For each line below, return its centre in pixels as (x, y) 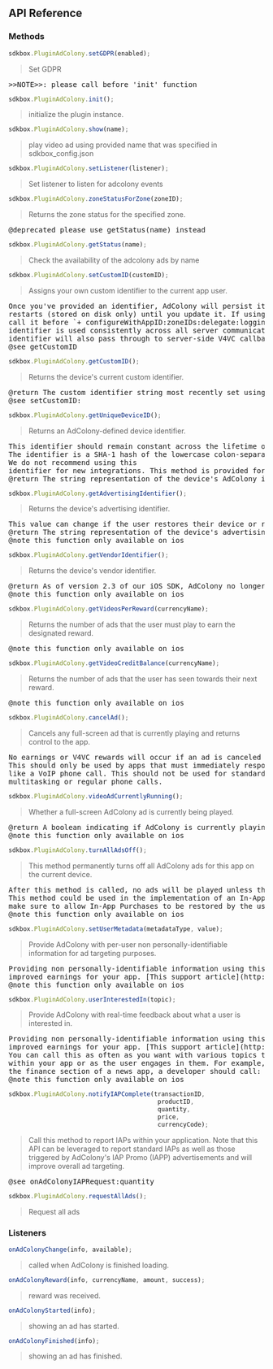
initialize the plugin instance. (76, 115)
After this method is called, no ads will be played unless (131, 890)
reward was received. (65, 1295)
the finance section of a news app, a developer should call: (135, 1071)
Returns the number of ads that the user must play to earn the (132, 624)
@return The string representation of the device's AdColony (133, 478)
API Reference (45, 13)
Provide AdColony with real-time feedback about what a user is (134, 1015)
